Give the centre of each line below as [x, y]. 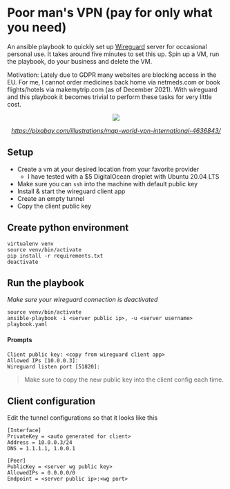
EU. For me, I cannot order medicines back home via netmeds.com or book [114, 82]
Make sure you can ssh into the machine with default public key [107, 184]
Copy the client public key [54, 206]
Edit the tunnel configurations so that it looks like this [82, 418]
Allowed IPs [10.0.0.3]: [43, 361]
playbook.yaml [28, 324]
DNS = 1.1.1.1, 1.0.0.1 [41, 449]
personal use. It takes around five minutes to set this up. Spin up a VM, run [113, 54]
